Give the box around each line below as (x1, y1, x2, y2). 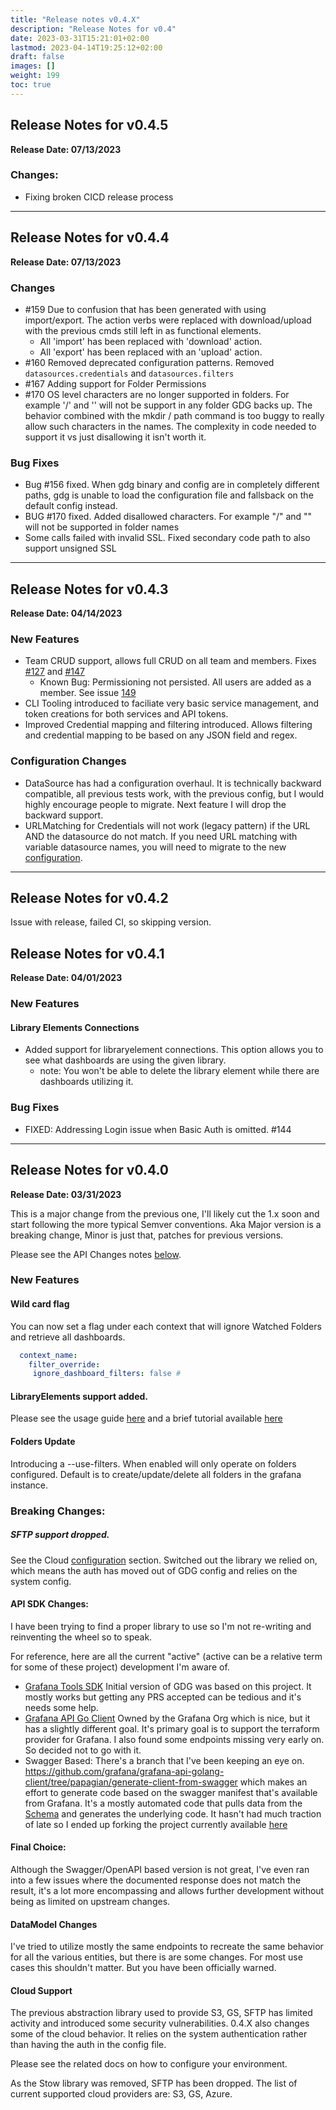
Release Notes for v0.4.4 (10, 229, 170, 246)
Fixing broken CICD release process (24, 191, 174, 203)
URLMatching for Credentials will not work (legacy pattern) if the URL (24, 819, 311, 831)
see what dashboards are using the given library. (24, 1054, 227, 1066)
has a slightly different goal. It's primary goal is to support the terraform (24, 1722, 320, 1735)
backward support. (24, 809, 104, 821)
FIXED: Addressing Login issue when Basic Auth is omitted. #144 (24, 1123, 292, 1135)
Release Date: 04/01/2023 (10, 972, 123, 984)
